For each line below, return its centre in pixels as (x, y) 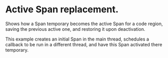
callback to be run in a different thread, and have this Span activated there (84, 44)
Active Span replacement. (62, 9)
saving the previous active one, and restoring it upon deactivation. (75, 29)
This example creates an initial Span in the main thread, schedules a (77, 39)
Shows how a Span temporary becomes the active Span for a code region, (84, 24)
